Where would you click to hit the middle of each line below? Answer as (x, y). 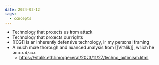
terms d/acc (24, 52)
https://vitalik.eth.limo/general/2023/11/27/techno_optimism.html (84, 58)
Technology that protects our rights (48, 37)
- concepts (20, 18)
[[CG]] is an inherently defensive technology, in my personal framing (81, 42)
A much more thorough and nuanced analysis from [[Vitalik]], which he (83, 47)
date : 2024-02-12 (23, 9)
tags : (10, 14)
